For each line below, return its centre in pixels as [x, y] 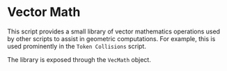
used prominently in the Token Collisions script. [77, 46]
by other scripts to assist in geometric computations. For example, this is [111, 38]
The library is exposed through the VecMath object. [79, 59]
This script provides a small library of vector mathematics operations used [114, 31]
